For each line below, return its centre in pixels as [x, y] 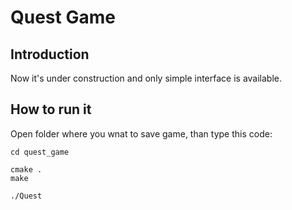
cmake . [26, 169]
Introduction [50, 54]
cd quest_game [40, 152]
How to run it [51, 109]
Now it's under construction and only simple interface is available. [146, 78]
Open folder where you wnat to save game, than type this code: [141, 133]
